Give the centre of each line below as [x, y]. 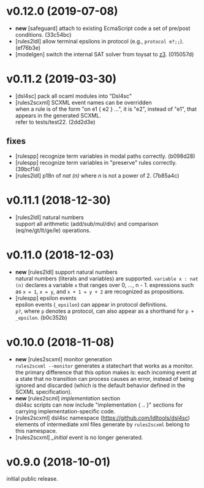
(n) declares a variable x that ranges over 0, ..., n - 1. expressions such [104, 285]
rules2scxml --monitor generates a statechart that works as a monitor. [104, 366]
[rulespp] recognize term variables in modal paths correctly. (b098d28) [105, 156]
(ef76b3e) [28, 48]
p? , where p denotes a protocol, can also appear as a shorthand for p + [104, 311]
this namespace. [36, 430]
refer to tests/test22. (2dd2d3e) [55, 122]
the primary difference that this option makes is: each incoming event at [106, 372]
